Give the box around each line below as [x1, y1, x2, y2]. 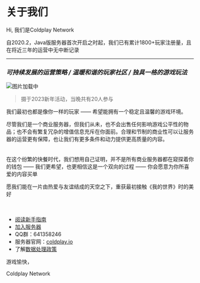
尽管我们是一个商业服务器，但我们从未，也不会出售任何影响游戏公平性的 [6, 121, 183, 128]
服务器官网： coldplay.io [14, 238, 73, 246]
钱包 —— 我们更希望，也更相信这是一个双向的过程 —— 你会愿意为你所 [11, 163, 185, 170]
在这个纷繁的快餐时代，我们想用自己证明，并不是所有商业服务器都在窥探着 [6, 156, 189, 163]
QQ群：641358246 [14, 231, 62, 238]
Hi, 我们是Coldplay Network [6, 26, 74, 33]
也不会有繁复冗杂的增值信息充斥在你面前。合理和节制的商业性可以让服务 [16, 128, 194, 136]
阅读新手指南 [14, 216, 46, 223]
